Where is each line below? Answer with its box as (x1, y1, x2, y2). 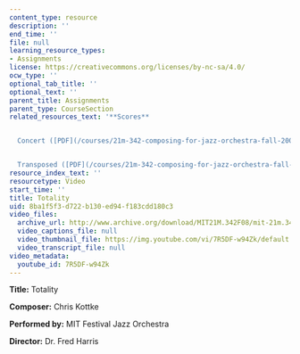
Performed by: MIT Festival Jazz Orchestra (9, 318, 170, 330)
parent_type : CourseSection (9, 104, 114, 113)
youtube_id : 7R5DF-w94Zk (17, 259, 110, 268)
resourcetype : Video (9, 177, 87, 185)
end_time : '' (9, 29, 58, 38)
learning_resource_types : (9, 46, 105, 55)
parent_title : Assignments (9, 95, 110, 105)
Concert (17, 136, 46, 145)
